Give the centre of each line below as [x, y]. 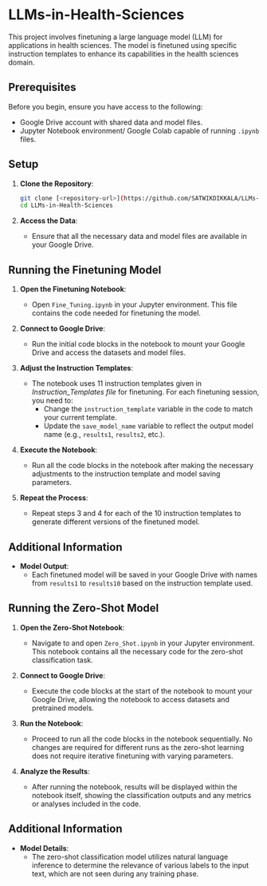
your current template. [80, 418]
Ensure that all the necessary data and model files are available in [139, 236]
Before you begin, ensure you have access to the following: [106, 106]
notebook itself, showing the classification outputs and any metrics [141, 795]
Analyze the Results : [55, 771]
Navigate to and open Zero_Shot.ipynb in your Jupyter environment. [143, 643]
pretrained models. [63, 708]
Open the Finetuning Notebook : [73, 289]
